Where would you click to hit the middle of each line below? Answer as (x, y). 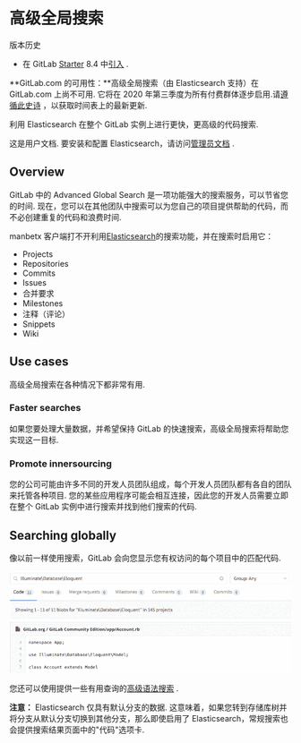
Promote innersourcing (60, 464)
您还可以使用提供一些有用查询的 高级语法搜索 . (94, 688)
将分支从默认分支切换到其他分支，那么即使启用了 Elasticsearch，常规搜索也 (149, 719)
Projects (38, 254)
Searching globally (63, 535)
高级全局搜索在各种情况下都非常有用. (77, 384)
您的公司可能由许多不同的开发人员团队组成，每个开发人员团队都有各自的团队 (150, 484)
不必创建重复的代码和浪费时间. (66, 217)
